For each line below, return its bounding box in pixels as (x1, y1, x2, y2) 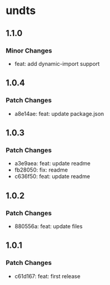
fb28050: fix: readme (14, 166, 68, 174)
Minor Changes (5, 46, 52, 55)
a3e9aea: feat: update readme (14, 160, 91, 167)
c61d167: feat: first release (14, 272, 81, 280)
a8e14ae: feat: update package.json (14, 110, 105, 117)
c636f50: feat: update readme (14, 173, 91, 180)
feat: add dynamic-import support (14, 60, 100, 67)
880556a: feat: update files (14, 222, 83, 229)
